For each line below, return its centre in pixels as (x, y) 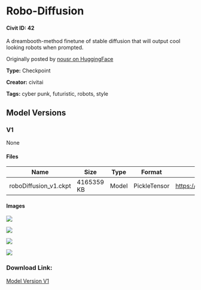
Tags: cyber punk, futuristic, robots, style (57, 94)
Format (152, 172)
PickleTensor (152, 186)
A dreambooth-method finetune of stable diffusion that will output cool (93, 41)
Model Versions (36, 113)
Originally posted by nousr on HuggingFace (60, 59)
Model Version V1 (28, 281)
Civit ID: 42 (20, 28)
